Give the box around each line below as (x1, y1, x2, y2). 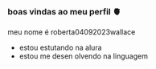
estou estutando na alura (18, 43, 102, 53)
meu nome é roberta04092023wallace (7, 27, 136, 37)
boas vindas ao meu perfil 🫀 (7, 6, 121, 17)
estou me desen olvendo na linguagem (18, 51, 148, 61)
